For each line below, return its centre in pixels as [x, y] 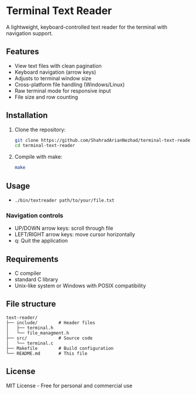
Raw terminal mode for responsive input [63, 91]
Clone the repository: [40, 130]
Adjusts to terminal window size [53, 78]
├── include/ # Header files [51, 323]
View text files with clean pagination [58, 66]
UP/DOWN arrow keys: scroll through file [64, 228]
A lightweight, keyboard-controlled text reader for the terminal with [87, 27]
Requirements [32, 259]
